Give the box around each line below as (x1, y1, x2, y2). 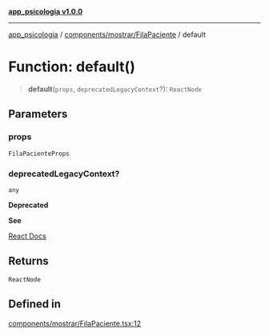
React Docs (8, 231, 46, 241)
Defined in (8, 298, 62, 311)
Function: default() (8, 58, 136, 76)
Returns (8, 254, 50, 268)
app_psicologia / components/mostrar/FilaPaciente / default (8, 30, 207, 39)
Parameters (8, 107, 68, 121)
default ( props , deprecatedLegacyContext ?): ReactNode (27, 84, 203, 94)
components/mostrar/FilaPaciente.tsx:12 (8, 318, 142, 328)
